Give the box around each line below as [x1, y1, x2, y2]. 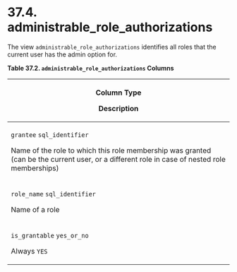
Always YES [11, 246, 48, 256]
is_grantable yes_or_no [11, 231, 90, 240]
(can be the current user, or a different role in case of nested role [11, 154, 226, 164]
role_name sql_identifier [11, 190, 97, 198]
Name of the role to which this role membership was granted [11, 146, 212, 155]
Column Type [95, 88, 142, 97]
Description [98, 103, 139, 113]
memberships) [11, 163, 59, 173]
